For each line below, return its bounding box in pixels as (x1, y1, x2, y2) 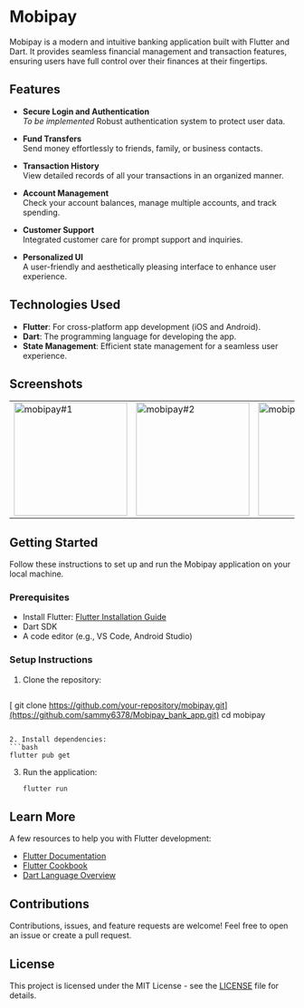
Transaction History (22, 160, 100, 171)
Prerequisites (9, 591, 70, 604)
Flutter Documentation (22, 850, 107, 862)
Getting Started (9, 535, 99, 550)
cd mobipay (221, 709, 266, 720)
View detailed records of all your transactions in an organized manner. (22, 170, 284, 180)
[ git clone (9, 700, 47, 711)
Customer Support (22, 224, 95, 235)
